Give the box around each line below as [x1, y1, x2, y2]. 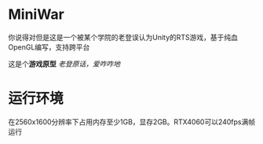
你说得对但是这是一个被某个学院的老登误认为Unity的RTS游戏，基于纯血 [8, 32, 238, 42]
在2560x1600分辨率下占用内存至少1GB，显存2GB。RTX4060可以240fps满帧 [8, 116, 256, 127]
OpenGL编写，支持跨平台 [8, 42, 90, 52]
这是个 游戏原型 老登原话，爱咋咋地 [8, 59, 120, 68]
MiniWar [8, 6, 64, 24]
